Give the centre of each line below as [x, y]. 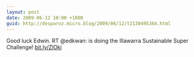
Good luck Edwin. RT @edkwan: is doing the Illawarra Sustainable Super [97, 41]
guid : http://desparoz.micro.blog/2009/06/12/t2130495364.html [89, 23]
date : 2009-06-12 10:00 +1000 [45, 18]
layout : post [23, 12]
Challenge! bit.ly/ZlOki [34, 47]
